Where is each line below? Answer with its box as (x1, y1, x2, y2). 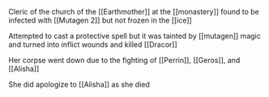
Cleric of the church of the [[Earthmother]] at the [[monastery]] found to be (8, 7, 259, 16)
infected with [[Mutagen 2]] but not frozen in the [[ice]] (8, 15, 192, 25)
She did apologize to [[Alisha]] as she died (8, 80, 150, 89)
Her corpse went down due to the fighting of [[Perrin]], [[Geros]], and (8, 56, 241, 65)
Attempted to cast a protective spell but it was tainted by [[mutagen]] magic (8, 32, 261, 40)
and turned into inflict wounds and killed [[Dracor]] (8, 40, 178, 49)
